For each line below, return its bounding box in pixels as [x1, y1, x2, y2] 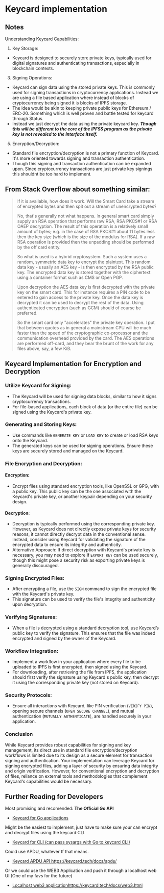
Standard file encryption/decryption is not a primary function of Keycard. [12, 150, 160, 156]
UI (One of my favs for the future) [5, 873, 72, 879]
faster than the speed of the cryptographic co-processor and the [17, 330, 148, 336]
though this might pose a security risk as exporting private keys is [12, 557, 145, 563]
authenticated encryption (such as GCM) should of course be [17, 305, 141, 311]
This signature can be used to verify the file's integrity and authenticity [12, 596, 155, 602]
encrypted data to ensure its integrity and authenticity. [12, 542, 122, 547]
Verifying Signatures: [5, 614, 57, 620]
